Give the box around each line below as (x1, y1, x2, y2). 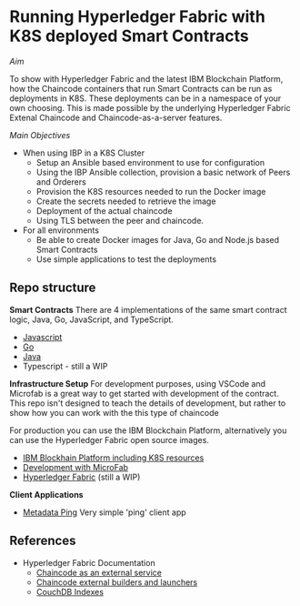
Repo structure (9, 280, 96, 296)
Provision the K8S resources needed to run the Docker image (35, 186, 266, 197)
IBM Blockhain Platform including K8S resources (22, 452, 205, 463)
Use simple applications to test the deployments (35, 253, 216, 265)
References (9, 533, 76, 549)
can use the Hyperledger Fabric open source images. (9, 434, 209, 445)
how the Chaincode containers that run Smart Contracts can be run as (9, 83, 273, 94)
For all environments (22, 225, 100, 236)
